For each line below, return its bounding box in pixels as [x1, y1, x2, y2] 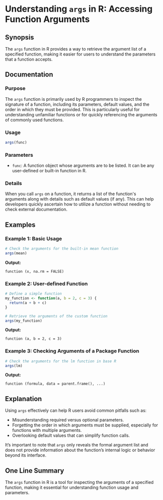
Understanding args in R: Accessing [5, 3, 153, 15]
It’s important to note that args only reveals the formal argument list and [5, 442, 148, 448]
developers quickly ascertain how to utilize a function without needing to [5, 201, 151, 207]
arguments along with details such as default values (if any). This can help [5, 196, 154, 202]
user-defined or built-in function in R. [12, 168, 87, 174]
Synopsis [5, 33, 34, 41]
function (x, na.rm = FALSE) [5, 269, 64, 274]
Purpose [5, 85, 26, 92]
